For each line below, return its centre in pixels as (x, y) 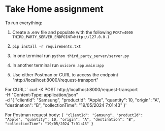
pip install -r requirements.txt (47, 46)
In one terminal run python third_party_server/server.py (71, 56)
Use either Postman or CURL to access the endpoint (65, 74)
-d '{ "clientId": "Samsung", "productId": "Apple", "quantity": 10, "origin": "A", (83, 100)
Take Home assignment (54, 9)
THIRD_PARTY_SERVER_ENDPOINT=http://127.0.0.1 (61, 37)
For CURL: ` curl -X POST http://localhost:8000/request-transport (71, 89)
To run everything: (24, 23)
